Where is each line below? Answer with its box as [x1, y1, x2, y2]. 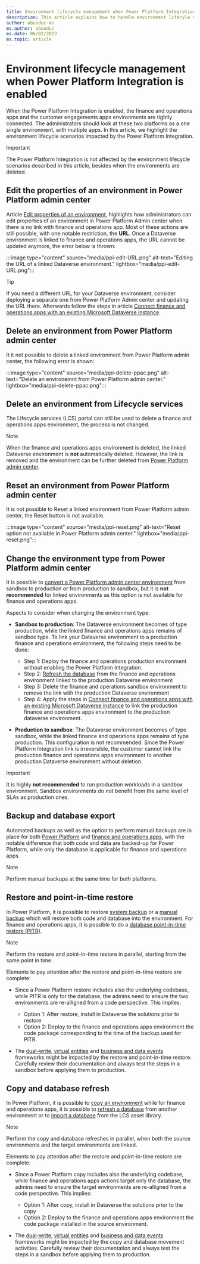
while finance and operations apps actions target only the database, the [14, 1177, 192, 1184]
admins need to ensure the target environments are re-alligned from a [14, 1184, 186, 1191]
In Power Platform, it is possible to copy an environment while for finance [6, 1099, 186, 1107]
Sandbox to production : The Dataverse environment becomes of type [14, 621, 187, 628]
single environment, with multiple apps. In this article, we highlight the [6, 126, 177, 133]
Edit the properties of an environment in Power [6, 185, 183, 196]
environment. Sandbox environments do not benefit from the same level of [6, 788, 189, 794]
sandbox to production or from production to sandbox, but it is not [6, 585, 168, 592]
